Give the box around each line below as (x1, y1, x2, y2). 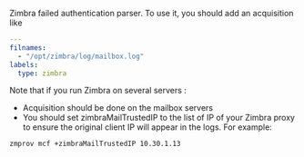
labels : (9, 60, 39, 69)
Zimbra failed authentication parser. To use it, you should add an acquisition (9, 8, 294, 18)
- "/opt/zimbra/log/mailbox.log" (17, 52, 145, 61)
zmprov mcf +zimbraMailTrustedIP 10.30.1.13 (9, 140, 181, 149)
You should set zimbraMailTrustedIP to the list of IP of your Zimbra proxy (22, 113, 296, 123)
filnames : (9, 43, 47, 53)
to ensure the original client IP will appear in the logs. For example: (22, 122, 273, 132)
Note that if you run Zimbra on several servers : (9, 85, 187, 96)
